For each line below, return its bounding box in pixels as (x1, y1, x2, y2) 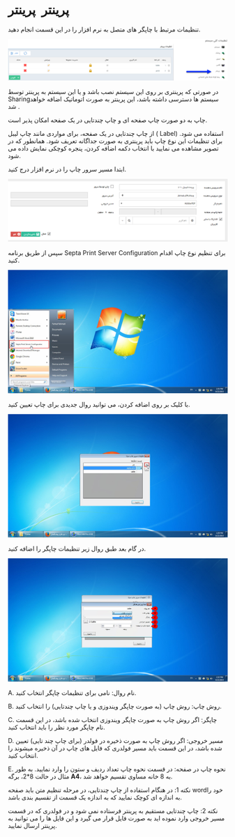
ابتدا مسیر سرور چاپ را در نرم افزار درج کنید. (8, 165, 127, 174)
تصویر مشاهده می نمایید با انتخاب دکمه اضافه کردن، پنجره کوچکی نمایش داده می (8, 144, 219, 153)
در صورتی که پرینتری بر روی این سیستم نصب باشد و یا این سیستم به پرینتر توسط (8, 88, 219, 96)
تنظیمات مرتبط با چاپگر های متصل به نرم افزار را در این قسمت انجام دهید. (8, 25, 201, 33)
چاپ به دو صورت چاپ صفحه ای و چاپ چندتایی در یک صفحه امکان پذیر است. (8, 116, 208, 124)
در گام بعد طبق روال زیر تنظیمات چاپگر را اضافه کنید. (8, 544, 146, 553)
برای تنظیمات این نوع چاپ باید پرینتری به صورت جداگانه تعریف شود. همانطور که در (8, 137, 223, 145)
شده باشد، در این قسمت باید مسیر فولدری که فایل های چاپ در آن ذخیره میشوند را (8, 744, 222, 752)
